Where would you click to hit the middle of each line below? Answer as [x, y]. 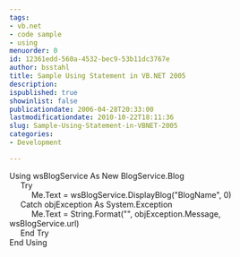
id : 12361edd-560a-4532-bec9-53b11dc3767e [90, 59]
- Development [36, 142]
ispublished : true [43, 92]
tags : [19, 17]
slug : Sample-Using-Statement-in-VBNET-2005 [94, 126]
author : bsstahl [39, 68]
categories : [31, 134]
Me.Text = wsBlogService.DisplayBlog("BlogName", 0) [131, 194]
